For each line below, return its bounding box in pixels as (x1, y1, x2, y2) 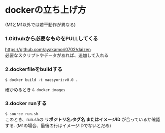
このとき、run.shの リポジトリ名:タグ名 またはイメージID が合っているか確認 (5, 116, 161, 122)
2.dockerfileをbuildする (5, 66, 63, 73)
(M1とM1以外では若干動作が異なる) (5, 22, 76, 27)
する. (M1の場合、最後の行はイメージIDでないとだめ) (5, 122, 112, 128)
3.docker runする (5, 100, 47, 107)
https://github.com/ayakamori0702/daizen (5, 47, 91, 53)
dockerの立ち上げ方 (5, 4, 86, 16)
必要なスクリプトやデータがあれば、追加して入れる (5, 53, 109, 58)
